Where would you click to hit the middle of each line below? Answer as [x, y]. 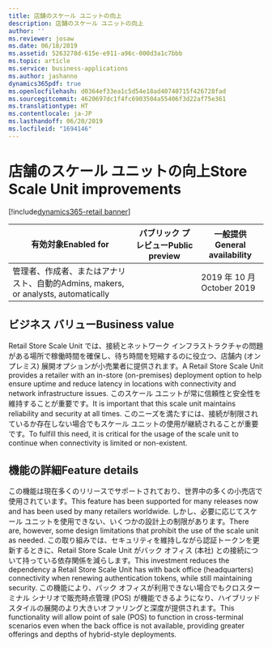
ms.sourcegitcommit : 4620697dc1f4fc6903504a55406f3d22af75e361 [117, 99]
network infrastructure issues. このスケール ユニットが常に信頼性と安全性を [135, 393]
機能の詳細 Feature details [74, 470]
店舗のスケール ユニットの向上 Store [128, 171]
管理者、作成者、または [57, 270]
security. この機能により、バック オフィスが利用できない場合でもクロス [127, 588]
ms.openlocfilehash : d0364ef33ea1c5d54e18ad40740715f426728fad [117, 91]
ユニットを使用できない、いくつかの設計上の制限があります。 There [136, 521]
